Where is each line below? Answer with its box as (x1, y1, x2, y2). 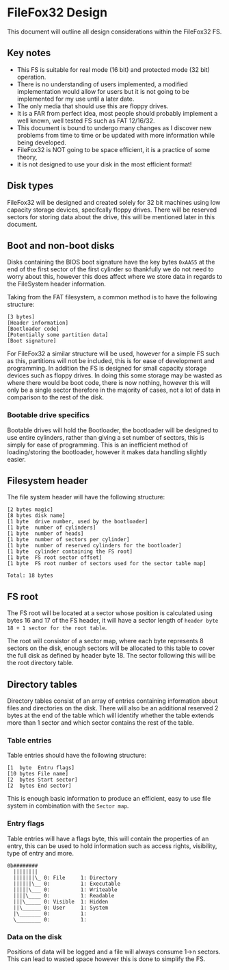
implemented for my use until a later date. (16, 95, 135, 103)
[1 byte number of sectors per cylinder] (7, 536, 130, 543)
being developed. (16, 138, 67, 147)
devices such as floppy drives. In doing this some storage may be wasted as (7, 371, 222, 380)
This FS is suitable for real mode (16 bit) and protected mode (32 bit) (16, 65, 211, 73)
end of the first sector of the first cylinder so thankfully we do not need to (7, 265, 214, 273)
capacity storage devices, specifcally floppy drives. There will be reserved (7, 206, 217, 214)
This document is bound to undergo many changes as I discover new (16, 123, 212, 132)
